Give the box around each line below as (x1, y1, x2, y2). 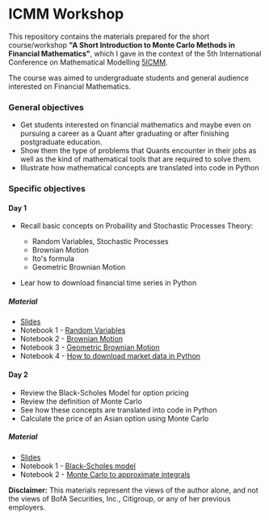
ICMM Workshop (8, 5, 124, 23)
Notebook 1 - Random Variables (19, 325, 126, 335)
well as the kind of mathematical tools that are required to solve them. (19, 154, 253, 164)
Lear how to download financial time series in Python (19, 278, 197, 287)
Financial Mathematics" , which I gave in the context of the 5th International (8, 48, 262, 58)
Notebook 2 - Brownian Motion (19, 334, 124, 344)
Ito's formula (32, 254, 75, 263)
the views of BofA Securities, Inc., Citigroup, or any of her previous (8, 493, 231, 503)
